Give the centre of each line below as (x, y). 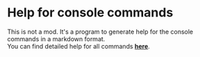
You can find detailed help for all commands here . (79, 46)
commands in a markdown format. (56, 38)
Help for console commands (90, 13)
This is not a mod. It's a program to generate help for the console (100, 32)
